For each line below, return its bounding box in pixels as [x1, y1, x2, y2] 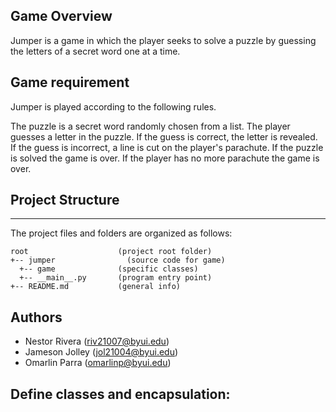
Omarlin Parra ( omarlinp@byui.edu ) [24, 357, 172, 369]
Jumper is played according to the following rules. [10, 100, 217, 113]
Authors [10, 309, 63, 326]
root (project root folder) [10, 247, 213, 257]
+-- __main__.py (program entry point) [19, 273, 213, 283]
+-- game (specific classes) [19, 264, 199, 274]
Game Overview [10, 8, 113, 25]
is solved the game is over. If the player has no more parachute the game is [10, 152, 320, 164]
